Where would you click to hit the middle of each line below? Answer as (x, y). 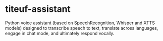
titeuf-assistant (38, 9)
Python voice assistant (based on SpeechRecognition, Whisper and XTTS (80, 23)
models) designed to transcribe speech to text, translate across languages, (82, 28)
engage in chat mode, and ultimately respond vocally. (60, 33)
